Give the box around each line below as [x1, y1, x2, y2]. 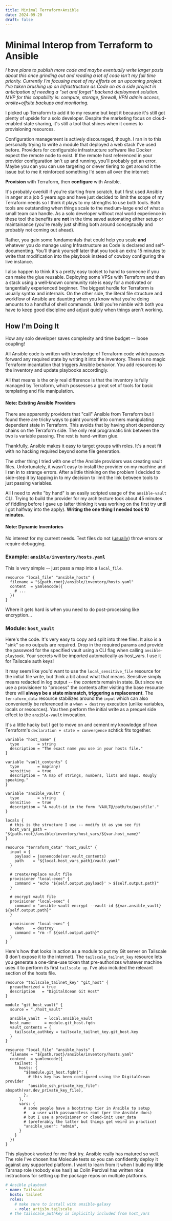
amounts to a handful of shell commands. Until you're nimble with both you [5, 301, 164, 308]
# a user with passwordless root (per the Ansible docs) [24, 1110, 153, 1116]
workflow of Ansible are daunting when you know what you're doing [5, 296, 149, 302]
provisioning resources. [5, 126, 55, 132]
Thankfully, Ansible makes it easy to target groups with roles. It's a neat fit [5, 443, 162, 449]
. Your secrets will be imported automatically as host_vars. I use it [24, 653, 161, 659]
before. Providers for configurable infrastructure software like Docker [5, 147, 152, 153]
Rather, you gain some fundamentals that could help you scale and [5, 237, 146, 243]
